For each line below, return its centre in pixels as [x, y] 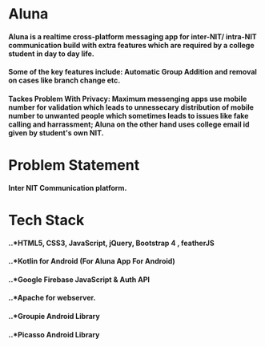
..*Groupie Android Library [54, 316]
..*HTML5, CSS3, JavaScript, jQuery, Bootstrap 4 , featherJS [111, 243]
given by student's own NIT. [56, 132]
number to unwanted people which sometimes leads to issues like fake [128, 115]
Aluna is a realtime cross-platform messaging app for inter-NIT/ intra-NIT [133, 36]
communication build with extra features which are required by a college [131, 45]
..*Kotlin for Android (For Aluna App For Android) [92, 261]
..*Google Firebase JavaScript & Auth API [79, 279]
